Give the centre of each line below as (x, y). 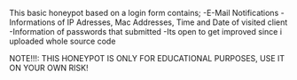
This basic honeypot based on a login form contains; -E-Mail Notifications (144, 13)
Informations (32, 22)
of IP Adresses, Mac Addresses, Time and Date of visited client (172, 22)
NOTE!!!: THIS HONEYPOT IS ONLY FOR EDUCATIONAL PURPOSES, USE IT (147, 58)
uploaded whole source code (63, 41)
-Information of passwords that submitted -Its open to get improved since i (145, 32)
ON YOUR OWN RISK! (49, 68)
